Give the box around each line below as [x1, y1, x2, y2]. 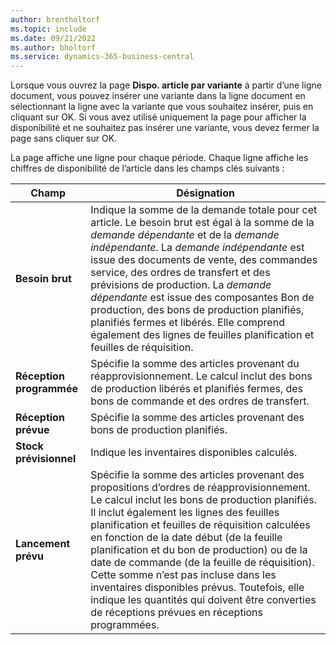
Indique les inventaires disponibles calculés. [90, 446, 298, 460]
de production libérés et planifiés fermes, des [90, 382, 304, 396]
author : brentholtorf [10, 14, 101, 25]
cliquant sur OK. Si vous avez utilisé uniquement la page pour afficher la [10, 111, 307, 123]
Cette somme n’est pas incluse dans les [90, 568, 277, 582]
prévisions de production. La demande [90, 278, 272, 292]
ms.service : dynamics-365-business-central [10, 52, 195, 62]
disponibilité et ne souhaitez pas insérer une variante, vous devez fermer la [10, 122, 320, 134]
